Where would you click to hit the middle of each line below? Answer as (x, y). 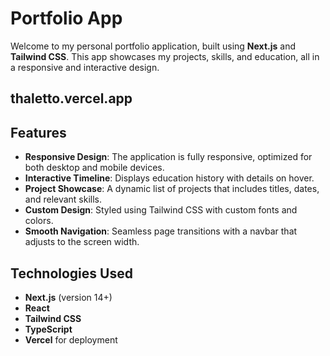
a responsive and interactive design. (85, 67)
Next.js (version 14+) (68, 297)
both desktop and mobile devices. (94, 168)
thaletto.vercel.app (71, 98)
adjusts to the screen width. (82, 242)
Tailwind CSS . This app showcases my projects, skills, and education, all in (165, 56)
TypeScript (48, 329)
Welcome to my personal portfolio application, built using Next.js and (153, 46)
